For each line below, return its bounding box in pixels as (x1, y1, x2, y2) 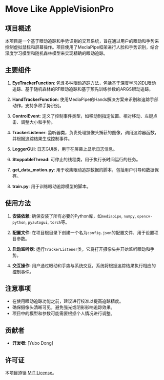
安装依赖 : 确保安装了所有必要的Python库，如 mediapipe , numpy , (12, 213, 136, 219)
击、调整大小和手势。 (12, 119, 55, 125)
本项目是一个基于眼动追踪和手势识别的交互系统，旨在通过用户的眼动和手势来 (5, 38, 159, 44)
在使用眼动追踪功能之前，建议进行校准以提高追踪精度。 (12, 298, 123, 304)
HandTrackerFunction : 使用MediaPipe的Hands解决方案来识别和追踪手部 (12, 96, 159, 102)
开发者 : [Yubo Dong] (12, 340, 54, 346)
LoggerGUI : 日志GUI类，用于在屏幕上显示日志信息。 (12, 146, 118, 152)
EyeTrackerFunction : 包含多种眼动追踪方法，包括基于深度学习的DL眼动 (12, 80, 156, 86)
